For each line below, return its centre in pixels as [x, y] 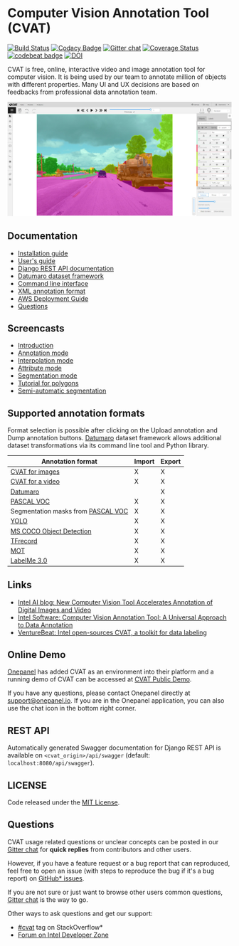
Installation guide [43, 253]
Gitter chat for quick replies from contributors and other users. [100, 849]
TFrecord [24, 541]
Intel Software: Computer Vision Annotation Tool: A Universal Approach [122, 617]
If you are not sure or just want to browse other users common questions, [115, 892]
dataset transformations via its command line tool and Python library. [108, 445]
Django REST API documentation [66, 268]
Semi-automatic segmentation [62, 391]
